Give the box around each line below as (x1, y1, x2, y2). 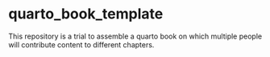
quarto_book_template (8, 5, 164, 23)
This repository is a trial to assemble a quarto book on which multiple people (8, 31, 263, 41)
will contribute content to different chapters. (8, 39, 155, 49)
